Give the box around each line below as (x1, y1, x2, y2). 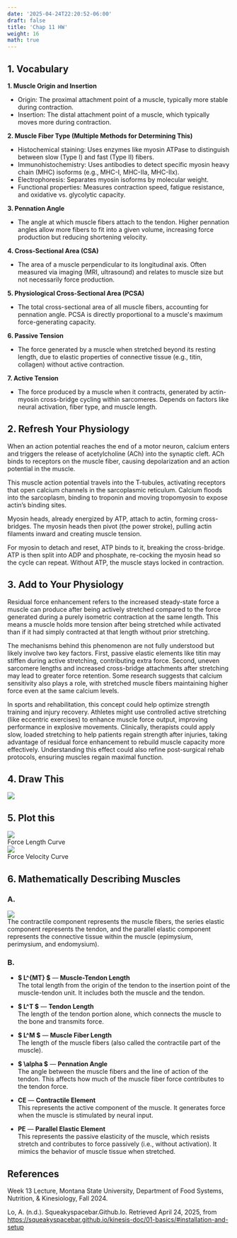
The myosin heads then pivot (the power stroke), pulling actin (33, 521, 212, 531)
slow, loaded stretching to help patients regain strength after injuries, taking (7, 730, 228, 739)
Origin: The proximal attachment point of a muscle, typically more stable (17, 95, 229, 103)
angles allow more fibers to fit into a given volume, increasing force (17, 225, 214, 233)
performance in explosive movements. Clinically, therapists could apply (7, 722, 215, 731)
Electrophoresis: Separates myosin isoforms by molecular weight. (17, 175, 209, 184)
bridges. (7, 521, 32, 531)
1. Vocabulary (7, 63, 69, 75)
